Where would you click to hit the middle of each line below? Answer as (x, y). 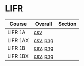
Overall (43, 24)
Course (18, 24)
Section (67, 24)
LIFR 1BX (18, 56)
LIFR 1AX (18, 40)
